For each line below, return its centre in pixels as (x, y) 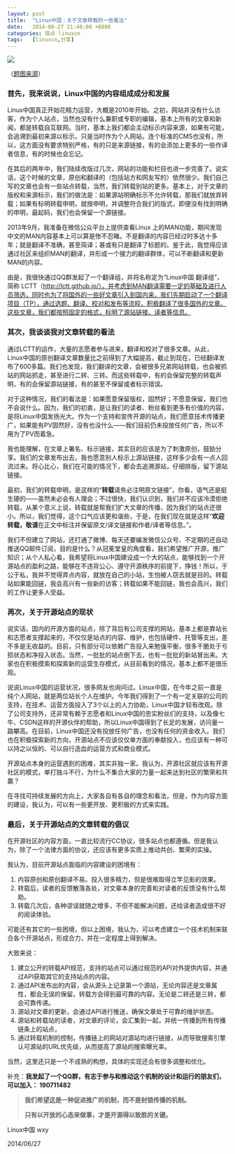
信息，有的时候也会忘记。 (50, 154)
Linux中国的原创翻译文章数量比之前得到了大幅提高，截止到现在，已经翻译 (113, 357)
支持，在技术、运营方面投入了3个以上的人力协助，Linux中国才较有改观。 (112, 705)
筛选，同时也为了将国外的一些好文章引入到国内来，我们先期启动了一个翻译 (120, 295)
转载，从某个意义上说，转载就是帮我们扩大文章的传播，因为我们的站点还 (111, 507)
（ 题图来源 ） (26, 74)
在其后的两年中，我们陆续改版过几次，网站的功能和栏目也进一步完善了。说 (114, 169)
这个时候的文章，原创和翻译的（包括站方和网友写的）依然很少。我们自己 (123, 178)
